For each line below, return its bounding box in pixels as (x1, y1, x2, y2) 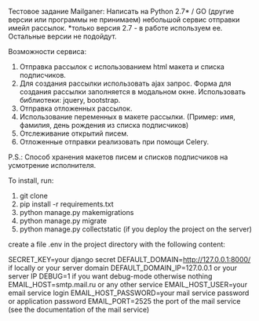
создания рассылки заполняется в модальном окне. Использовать (19, 87, 246, 97)
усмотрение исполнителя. (8, 161, 97, 170)
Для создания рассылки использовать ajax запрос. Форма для (19, 78, 232, 88)
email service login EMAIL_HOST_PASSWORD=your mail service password (8, 288, 250, 297)
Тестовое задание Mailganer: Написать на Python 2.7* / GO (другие (8, 7, 235, 16)
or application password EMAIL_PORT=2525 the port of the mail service (8, 297, 241, 305)
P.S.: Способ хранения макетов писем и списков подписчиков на (8, 152, 228, 162)
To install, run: (8, 176, 54, 185)
